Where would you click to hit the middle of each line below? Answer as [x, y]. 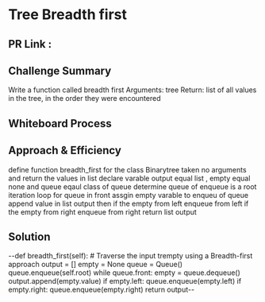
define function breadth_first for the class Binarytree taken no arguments [128, 169]
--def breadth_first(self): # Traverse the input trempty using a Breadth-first [131, 256]
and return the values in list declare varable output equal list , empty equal [129, 178]
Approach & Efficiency [65, 151]
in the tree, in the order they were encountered [84, 99]
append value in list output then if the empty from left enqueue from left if [129, 203]
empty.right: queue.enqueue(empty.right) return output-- [102, 290]
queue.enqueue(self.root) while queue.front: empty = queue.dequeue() [124, 273]
